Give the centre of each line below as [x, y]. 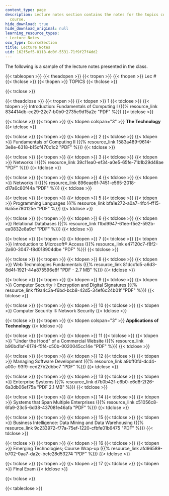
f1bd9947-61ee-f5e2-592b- [126, 223]
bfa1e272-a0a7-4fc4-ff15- [134, 203]
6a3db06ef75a [21, 387]
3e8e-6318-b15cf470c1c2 [32, 147]
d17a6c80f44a [20, 188]
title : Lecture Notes [28, 47]
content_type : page [26, 10]
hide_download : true [27, 24]
